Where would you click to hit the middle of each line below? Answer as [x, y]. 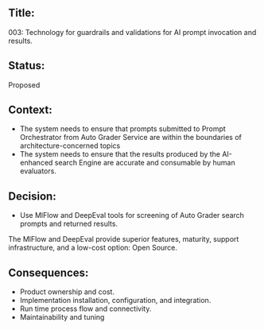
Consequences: [49, 272]
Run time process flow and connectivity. [85, 309]
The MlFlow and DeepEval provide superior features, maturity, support [124, 239]
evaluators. [38, 171]
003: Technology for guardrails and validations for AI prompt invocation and [132, 32]
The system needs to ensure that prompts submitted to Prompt [123, 129]
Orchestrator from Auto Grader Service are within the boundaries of [131, 138]
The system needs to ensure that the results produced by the [120, 154]
